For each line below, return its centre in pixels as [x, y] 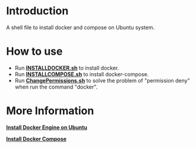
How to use [34, 51]
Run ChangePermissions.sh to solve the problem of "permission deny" [102, 80]
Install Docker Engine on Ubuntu [47, 127]
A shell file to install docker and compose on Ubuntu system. [80, 27]
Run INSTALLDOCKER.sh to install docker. [67, 68]
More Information [50, 111]
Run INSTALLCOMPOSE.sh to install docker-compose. [82, 74]
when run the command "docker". [56, 87]
